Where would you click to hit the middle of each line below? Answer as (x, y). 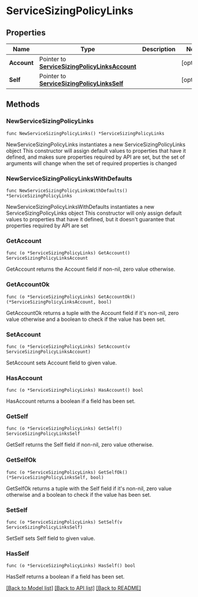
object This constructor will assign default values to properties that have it (96, 150)
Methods (23, 104)
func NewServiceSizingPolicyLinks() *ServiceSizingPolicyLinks (85, 133)
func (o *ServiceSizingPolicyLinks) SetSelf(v (64, 522)
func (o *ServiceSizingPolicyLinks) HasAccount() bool (75, 391)
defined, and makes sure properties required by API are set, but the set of (96, 157)
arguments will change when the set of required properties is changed (91, 163)
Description (159, 49)
